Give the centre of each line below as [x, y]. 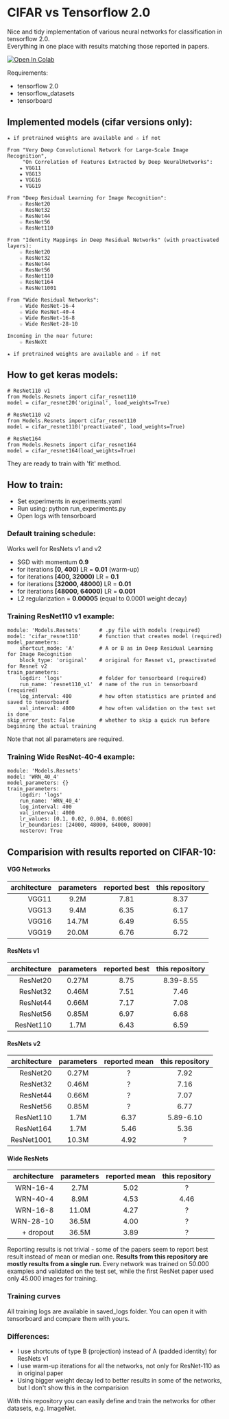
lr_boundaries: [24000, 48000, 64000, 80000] [86, 825]
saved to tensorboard [38, 702]
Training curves [34, 1296]
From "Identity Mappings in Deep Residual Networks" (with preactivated [113, 240]
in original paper [40, 1373]
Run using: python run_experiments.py [71, 509]
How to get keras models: [63, 375]
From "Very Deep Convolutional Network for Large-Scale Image [98, 150]
